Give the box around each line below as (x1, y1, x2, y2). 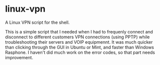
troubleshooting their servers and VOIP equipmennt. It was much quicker (5, 39, 153, 45)
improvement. (5, 54, 33, 60)
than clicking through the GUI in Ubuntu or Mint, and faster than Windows (5, 44, 154, 50)
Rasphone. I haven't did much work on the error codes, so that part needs (5, 49, 155, 55)
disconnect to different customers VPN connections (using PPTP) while (5, 34, 150, 40)
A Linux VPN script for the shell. (5, 19, 70, 25)
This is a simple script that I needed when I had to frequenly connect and (5, 29, 154, 34)
